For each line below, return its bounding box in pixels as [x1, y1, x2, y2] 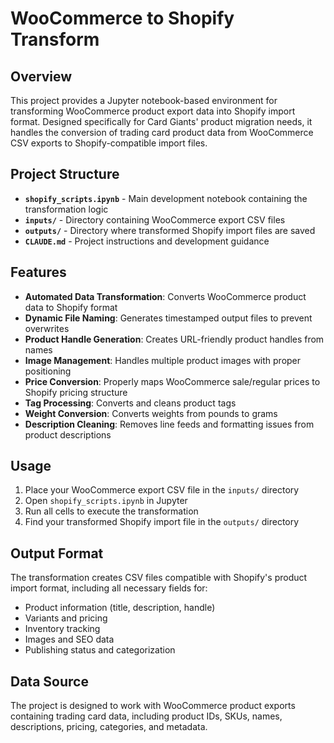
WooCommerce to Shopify [10, 7, 235, 30]
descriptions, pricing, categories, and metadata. [10, 721, 208, 733]
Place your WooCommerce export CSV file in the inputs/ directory [24, 484, 300, 496]
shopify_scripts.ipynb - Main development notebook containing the [24, 192, 308, 204]
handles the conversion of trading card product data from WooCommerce [10, 127, 314, 138]
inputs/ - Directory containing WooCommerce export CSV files [24, 213, 286, 226]
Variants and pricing [24, 612, 108, 624]
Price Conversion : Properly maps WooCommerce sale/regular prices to [24, 375, 321, 387]
